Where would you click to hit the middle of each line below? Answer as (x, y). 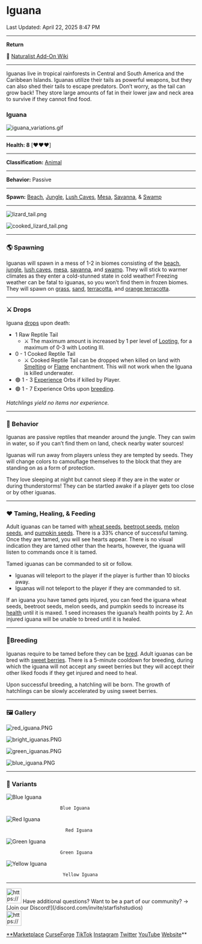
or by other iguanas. (31, 492)
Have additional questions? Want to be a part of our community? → (106, 901)
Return (15, 44)
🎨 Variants (22, 784)
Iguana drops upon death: (38, 323)
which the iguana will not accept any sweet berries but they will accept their (100, 666)
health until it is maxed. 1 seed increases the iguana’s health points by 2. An (99, 613)
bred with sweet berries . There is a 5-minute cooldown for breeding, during (100, 660)
